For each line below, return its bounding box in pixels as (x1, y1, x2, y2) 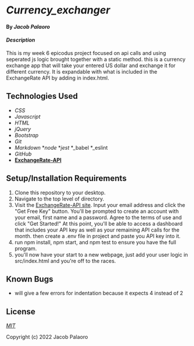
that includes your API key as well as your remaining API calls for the (14, 226, 180, 233)
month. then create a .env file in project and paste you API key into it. (14, 232, 181, 240)
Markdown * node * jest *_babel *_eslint (14, 144, 108, 151)
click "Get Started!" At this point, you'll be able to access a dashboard (14, 220, 183, 227)
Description (6, 36, 36, 44)
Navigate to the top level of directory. (14, 195, 104, 202)
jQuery (14, 125, 31, 132)
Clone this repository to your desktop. (14, 189, 106, 196)
